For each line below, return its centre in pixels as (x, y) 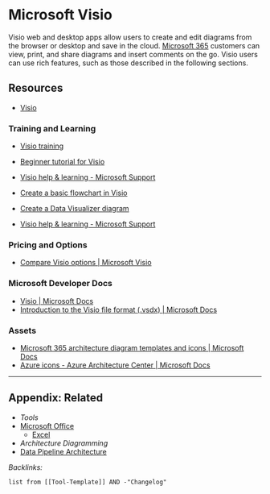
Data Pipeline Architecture (63, 451)
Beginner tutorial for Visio (62, 162)
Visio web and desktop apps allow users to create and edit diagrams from (130, 37)
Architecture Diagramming (64, 443)
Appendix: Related (55, 398)
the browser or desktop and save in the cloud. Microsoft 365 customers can (134, 45)
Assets (22, 330)
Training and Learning (52, 128)
